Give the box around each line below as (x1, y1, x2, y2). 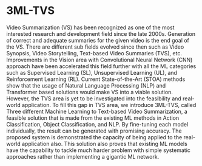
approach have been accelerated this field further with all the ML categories (6, 62, 197, 70)
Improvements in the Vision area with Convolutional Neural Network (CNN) (6, 56, 193, 63)
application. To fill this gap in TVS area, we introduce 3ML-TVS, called (21, 101, 197, 108)
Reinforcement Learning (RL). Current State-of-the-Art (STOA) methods (6, 75, 186, 83)
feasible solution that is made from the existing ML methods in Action (6, 114, 180, 122)
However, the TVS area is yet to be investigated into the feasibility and (6, 95, 182, 102)
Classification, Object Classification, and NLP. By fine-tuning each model (6, 120, 189, 128)
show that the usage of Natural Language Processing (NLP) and (6, 81, 166, 89)
